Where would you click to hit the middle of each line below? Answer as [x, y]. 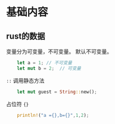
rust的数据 [26, 36]
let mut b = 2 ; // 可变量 [49, 68]
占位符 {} [18, 104]
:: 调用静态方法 [25, 80]
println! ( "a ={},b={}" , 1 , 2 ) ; [53, 115]
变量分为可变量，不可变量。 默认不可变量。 [59, 52]
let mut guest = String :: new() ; [57, 92]
